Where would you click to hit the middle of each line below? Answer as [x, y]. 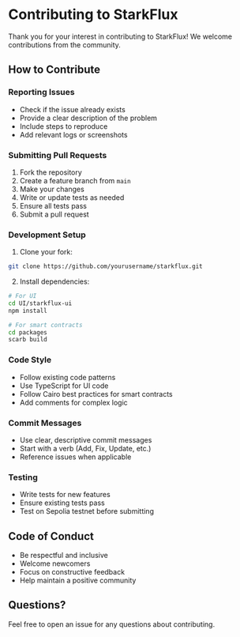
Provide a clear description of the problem [88, 118]
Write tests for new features [65, 495]
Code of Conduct [51, 536]
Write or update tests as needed [72, 197]
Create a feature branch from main [75, 180]
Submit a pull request [54, 214]
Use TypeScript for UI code [64, 386]
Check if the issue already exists [73, 109]
